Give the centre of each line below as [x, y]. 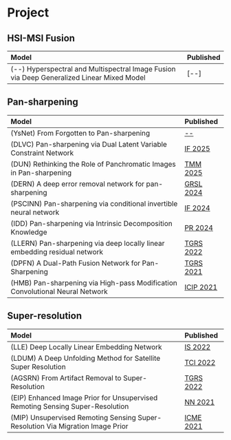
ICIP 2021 [201, 287]
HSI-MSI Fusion [41, 38]
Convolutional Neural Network [59, 291]
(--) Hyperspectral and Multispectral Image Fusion [93, 69]
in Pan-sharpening [41, 172]
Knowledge [29, 232]
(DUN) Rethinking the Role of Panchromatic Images [93, 164]
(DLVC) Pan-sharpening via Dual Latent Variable [89, 144]
